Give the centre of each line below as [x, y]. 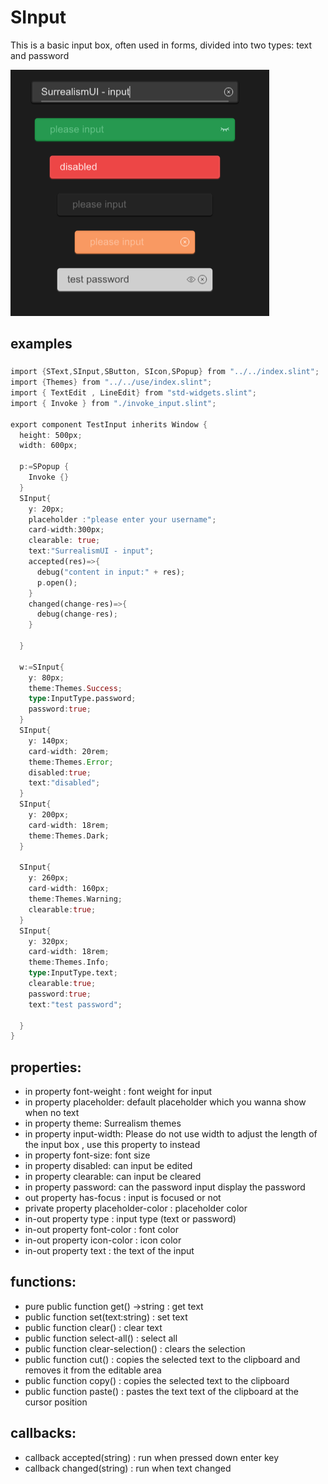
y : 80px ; [46, 677]
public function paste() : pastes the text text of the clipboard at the [161, 1391]
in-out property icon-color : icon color [103, 1240]
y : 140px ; [49, 741]
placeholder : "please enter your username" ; [122, 519]
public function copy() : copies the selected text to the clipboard [157, 1380]
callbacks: [43, 1433]
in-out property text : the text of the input [109, 1251]
